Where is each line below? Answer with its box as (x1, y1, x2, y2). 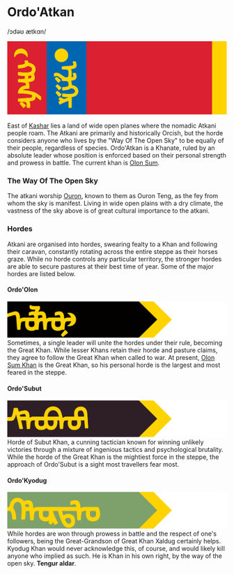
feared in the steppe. (7, 368, 68, 377)
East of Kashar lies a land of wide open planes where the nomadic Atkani (7, 121, 217, 130)
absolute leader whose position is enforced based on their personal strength (7, 151, 226, 159)
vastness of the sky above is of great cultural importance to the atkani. (7, 206, 210, 215)
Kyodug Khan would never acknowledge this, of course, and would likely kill (7, 544, 225, 552)
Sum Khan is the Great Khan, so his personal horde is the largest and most (7, 361, 221, 370)
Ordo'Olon (7, 285, 38, 294)
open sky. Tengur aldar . (7, 559, 77, 567)
